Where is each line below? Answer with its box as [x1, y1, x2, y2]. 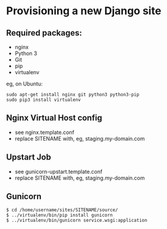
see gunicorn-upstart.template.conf [14, 168, 103, 175]
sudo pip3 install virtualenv [6, 97, 81, 103]
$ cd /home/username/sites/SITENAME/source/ [6, 207, 118, 213]
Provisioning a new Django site [6, 4, 162, 18]
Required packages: [6, 28, 82, 38]
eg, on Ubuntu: [6, 80, 43, 87]
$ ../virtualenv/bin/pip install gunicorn [6, 212, 113, 218]
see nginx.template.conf [14, 129, 74, 136]
